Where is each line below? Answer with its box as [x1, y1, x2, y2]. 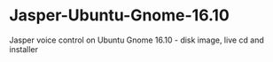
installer [9, 43, 38, 54]
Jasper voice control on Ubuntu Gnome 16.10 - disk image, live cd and [9, 35, 264, 45]
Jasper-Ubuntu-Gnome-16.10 [9, 5, 230, 26]
